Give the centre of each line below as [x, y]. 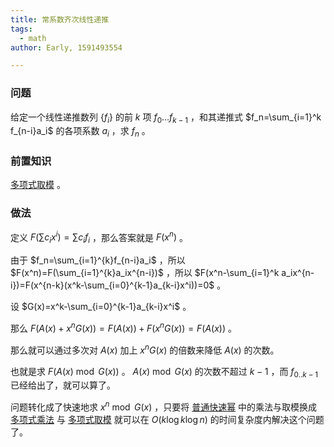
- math [33, 38]
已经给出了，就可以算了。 [63, 385]
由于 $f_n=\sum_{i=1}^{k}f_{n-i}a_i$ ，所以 [98, 260]
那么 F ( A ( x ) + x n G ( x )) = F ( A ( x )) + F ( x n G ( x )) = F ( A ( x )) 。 [123, 327]
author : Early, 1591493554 [66, 47]
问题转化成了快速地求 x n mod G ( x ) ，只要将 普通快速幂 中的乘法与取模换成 [164, 406]
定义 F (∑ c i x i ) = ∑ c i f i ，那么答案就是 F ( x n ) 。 [99, 237]
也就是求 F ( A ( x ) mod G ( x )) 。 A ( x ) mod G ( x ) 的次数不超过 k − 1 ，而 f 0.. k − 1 [164, 372]
